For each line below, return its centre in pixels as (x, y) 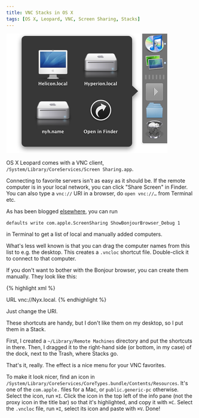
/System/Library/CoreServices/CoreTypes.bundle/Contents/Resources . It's (97, 383)
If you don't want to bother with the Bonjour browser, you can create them (97, 270)
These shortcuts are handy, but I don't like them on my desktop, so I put (95, 323)
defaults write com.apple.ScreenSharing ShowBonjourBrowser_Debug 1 (93, 223)
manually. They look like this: (42, 276)
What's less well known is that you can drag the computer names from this (98, 246)
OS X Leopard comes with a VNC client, (55, 162)
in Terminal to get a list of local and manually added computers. (84, 234)
